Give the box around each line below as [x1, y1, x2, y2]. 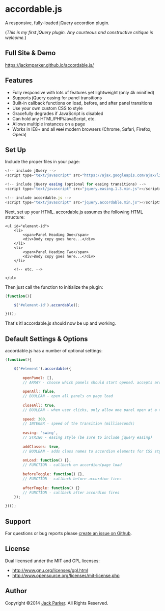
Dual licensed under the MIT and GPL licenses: [5, 558, 100, 564]
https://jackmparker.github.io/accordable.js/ [5, 62, 94, 68]
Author [5, 587, 27, 595]
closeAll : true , [23, 403, 56, 408]
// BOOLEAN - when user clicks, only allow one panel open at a [23, 407, 157, 413]
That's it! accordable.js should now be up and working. [5, 320, 116, 326]
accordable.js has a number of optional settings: [5, 348, 103, 354]
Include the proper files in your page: [5, 159, 80, 165]
